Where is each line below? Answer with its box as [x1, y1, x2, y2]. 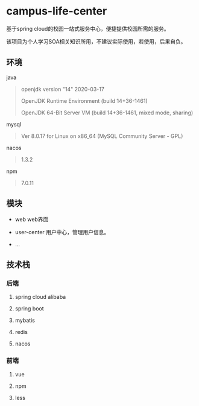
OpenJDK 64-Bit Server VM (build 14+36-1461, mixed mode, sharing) [21, 109, 194, 116]
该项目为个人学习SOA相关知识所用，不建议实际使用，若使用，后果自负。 [6, 38, 186, 45]
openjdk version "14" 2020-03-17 [21, 85, 104, 93]
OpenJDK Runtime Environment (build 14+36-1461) [21, 97, 148, 104]
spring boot [14, 305, 44, 312]
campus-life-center [6, 4, 107, 18]
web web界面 [14, 215, 49, 223]
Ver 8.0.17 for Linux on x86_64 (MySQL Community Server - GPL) [21, 132, 183, 140]
